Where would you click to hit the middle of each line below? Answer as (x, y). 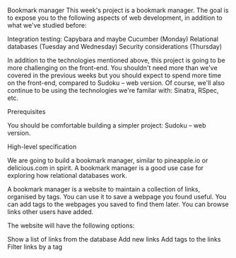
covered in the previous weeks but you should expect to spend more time (114, 75)
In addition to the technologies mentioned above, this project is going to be (116, 60)
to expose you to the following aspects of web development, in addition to (115, 18)
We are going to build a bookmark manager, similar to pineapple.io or (108, 160)
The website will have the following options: (71, 225)
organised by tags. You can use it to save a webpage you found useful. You (117, 197)
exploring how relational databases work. (67, 175)
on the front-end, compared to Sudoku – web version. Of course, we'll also (116, 83)
